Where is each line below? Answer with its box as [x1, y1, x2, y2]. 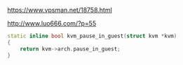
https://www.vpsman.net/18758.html [7, 6, 112, 14]
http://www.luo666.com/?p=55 [7, 19, 97, 27]
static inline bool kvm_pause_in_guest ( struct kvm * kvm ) [7, 32, 177, 39]
